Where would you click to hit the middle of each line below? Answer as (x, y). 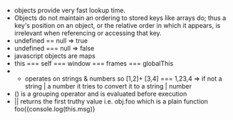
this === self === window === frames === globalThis (94, 63)
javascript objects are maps (55, 56)
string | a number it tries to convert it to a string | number (108, 86)
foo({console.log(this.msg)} (55, 109)
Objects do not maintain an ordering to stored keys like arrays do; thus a (120, 18)
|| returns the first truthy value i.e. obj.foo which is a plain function (111, 101)
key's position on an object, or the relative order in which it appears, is (117, 25)
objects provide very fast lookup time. (70, 10)
